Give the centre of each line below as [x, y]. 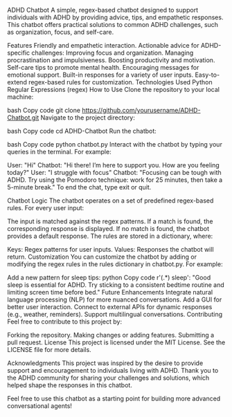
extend [17, 82]
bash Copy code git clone [44, 110]
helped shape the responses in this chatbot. [70, 385]
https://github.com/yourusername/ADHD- [141, 110]
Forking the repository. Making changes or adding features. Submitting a [111, 335]
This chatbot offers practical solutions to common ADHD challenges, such [113, 25]
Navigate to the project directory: [88, 118]
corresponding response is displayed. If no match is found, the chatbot [108, 229]
